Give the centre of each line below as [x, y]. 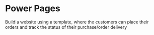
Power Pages [33, 9]
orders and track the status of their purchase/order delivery [66, 27]
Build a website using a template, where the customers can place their [77, 22]
